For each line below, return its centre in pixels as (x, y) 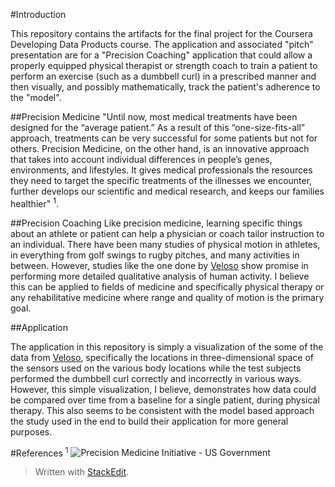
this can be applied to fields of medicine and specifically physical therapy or (167, 286)
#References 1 (39, 452)
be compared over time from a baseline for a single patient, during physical (165, 400)
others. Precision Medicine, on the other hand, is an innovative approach (160, 148)
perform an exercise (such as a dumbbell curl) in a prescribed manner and (163, 76)
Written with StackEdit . (82, 472)
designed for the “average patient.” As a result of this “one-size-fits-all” (157, 127)
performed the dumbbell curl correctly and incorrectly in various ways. (156, 378)
